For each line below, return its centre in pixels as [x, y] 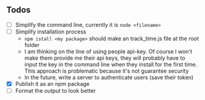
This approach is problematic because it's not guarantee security [106, 71]
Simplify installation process [51, 31]
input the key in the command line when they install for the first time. [111, 64]
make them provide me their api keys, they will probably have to [105, 58]
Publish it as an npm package [52, 84]
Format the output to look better [55, 91]
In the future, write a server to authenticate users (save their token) [109, 77]
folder [32, 45]
